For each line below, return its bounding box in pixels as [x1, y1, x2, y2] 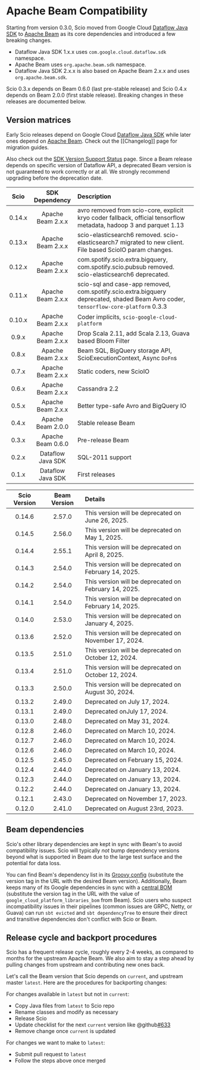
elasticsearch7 [77, 238, 119, 246]
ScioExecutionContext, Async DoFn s [77, 353, 177, 362]
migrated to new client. [120, 238, 185, 246]
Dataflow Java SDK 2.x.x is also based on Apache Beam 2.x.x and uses [14, 67, 190, 74]
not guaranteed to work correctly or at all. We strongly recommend [6, 168, 170, 175]
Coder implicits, [77, 312, 121, 321]
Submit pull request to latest [14, 1051, 87, 1058]
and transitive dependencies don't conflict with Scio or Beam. [6, 915, 158, 923]
